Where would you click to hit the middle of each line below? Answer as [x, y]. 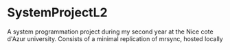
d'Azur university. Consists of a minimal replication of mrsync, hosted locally [115, 38]
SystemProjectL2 [57, 13]
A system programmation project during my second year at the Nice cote [111, 32]
